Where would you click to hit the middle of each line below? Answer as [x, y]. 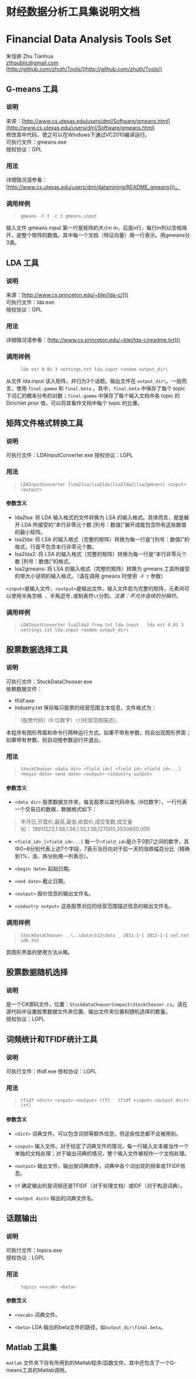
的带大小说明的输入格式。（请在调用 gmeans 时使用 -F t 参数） [90, 576]
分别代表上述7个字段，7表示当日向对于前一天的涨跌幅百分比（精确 [110, 849]
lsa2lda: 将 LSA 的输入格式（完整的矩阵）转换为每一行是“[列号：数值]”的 [102, 539]
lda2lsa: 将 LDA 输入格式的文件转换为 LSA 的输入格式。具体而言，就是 [99, 517]
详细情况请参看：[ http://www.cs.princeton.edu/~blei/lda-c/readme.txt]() [93, 340]
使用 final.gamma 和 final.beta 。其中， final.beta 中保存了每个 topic [101, 388]
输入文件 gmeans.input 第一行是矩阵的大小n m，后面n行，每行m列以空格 [94, 228]
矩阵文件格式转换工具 [45, 423]
